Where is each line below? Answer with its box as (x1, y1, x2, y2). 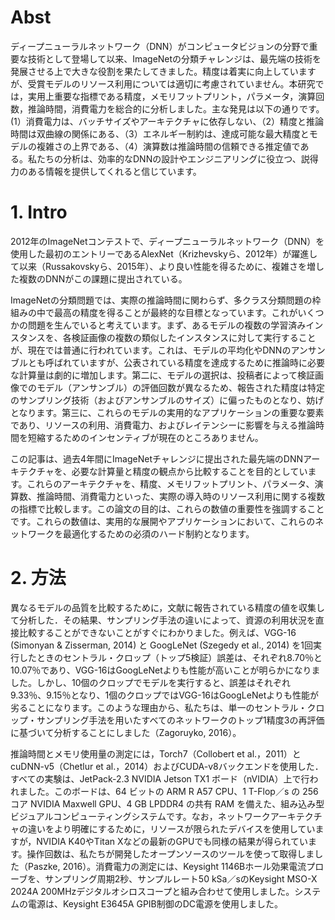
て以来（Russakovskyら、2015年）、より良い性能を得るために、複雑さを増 (10, 260, 316, 272)
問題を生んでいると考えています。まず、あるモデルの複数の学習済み (27, 319, 307, 331)
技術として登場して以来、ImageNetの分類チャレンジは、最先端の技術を (27, 52, 322, 65)
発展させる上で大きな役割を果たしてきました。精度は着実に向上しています (10, 65, 317, 77)
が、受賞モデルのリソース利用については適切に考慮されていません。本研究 (10, 77, 316, 90)
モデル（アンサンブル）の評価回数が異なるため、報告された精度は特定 (36, 381, 326, 393)
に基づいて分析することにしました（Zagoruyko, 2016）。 (10, 726, 242, 738)
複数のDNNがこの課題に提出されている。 (18, 272, 188, 285)
